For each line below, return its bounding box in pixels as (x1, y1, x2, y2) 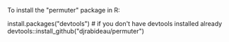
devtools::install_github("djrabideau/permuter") (7, 27, 145, 35)
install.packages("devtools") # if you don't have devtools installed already (7, 20, 223, 27)
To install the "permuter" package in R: (7, 6, 120, 14)
